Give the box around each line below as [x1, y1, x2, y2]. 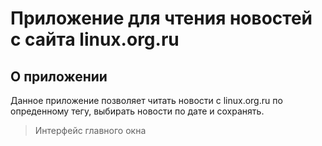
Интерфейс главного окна [34, 125, 147, 136]
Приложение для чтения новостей [10, 7, 313, 30]
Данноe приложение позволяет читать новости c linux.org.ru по [10, 95, 283, 106]
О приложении [10, 68, 108, 85]
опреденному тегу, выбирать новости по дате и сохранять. [10, 105, 265, 117]
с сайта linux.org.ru [10, 28, 180, 51]
